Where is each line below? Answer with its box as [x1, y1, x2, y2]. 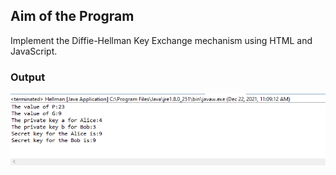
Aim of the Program [10, 8, 135, 25]
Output [10, 70, 46, 84]
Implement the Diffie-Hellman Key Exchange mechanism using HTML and [10, 34, 313, 46]
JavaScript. [10, 45, 58, 57]
